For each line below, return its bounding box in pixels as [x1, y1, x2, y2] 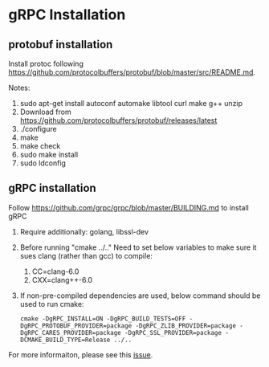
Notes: [8, 83, 31, 92]
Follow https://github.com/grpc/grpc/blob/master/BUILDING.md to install [8, 202, 249, 212]
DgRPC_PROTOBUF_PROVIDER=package [19, 321, 132, 330]
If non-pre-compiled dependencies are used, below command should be [19, 291, 261, 300]
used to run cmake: [19, 299, 84, 308]
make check [19, 141, 61, 150]
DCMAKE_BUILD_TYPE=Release [19, 336, 111, 344]
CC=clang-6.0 [31, 267, 79, 276]
